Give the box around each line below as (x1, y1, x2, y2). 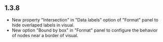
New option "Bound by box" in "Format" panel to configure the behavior (11, 27, 158, 33)
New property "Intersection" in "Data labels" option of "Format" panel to (11, 17, 159, 22)
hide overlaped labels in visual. (11, 22, 75, 28)
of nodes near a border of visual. (11, 32, 79, 38)
